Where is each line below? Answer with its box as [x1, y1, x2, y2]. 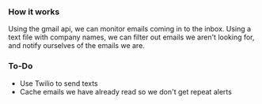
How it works [8, 6, 60, 17]
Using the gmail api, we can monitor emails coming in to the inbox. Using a [8, 24, 252, 34]
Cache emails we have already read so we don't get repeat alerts [19, 87, 232, 96]
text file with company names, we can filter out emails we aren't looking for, [8, 32, 255, 42]
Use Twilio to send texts [19, 78, 98, 88]
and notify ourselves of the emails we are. [8, 41, 145, 50]
